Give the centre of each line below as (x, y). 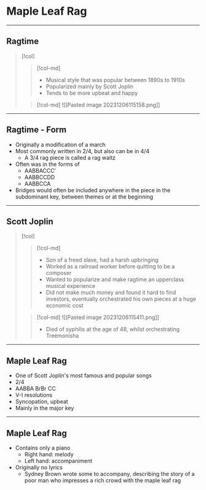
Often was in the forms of (48, 164)
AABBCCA (37, 183)
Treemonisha (62, 336)
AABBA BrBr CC (36, 389)
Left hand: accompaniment (58, 461)
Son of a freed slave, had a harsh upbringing (102, 260)
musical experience (71, 286)
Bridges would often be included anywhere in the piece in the (93, 190)
